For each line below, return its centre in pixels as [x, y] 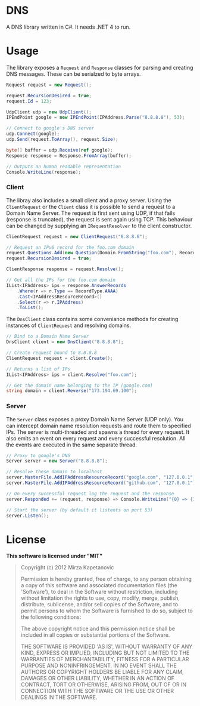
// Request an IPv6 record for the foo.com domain [70, 247]
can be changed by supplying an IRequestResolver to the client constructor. [99, 226]
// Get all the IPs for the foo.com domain [61, 280]
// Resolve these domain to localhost [54, 472]
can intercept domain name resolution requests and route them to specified [99, 426]
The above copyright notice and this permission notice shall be [98, 629]
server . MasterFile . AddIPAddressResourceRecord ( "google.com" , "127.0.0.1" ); [102, 477]
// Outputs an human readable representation [63, 167]
